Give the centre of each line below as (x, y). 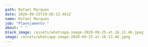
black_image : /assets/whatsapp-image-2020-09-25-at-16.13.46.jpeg (74, 32)
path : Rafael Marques (27, 10)
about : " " (16, 28)
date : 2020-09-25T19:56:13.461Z (38, 14)
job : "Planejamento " (27, 23)
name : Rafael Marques (27, 19)
